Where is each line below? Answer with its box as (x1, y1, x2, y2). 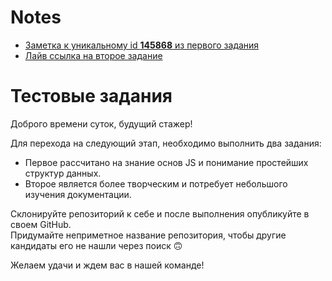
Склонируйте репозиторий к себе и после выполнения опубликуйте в (10, 207, 310, 220)
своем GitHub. (10, 218, 72, 230)
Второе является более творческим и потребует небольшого (24, 177, 288, 190)
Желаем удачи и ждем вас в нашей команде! (10, 259, 205, 271)
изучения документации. (24, 188, 132, 200)
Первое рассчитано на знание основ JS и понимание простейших (24, 156, 309, 168)
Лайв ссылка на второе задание (24, 49, 163, 61)
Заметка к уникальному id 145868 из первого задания (24, 39, 260, 51)
